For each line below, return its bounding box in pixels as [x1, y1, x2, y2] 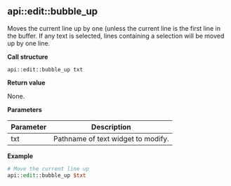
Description [91, 122, 131, 131]
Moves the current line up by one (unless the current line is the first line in [7, 24, 221, 32]
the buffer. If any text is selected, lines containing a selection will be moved [7, 31, 225, 40]
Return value [7, 78, 46, 87]
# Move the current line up [7, 165, 90, 172]
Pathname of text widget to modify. [53, 134, 170, 143]
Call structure [7, 52, 48, 61]
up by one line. [7, 38, 51, 48]
